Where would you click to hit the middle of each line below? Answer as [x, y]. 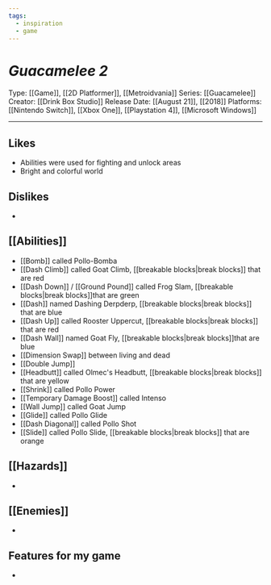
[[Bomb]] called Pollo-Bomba [69, 261]
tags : [17, 16]
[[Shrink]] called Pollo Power [67, 389]
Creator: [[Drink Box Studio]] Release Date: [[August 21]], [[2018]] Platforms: [135, 102]
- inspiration [39, 23]
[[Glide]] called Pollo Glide [63, 415]
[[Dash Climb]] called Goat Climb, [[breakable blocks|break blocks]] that [140, 269]
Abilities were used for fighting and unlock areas [100, 163]
